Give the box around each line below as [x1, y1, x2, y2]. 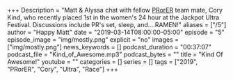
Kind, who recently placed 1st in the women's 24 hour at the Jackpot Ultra [7, 13, 220, 22]
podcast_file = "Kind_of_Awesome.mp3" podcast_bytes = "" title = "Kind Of [7, 50, 224, 58]
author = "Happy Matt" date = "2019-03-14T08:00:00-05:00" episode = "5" [7, 28, 225, 36]
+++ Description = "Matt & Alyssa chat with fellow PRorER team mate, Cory [7, 6, 223, 14]
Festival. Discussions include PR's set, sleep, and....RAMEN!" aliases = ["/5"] [7, 21, 227, 29]
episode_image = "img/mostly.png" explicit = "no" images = [7, 35, 179, 44]
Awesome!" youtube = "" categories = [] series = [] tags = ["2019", [7, 58, 198, 65]
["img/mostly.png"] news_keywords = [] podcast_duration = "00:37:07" [7, 43, 212, 51]
